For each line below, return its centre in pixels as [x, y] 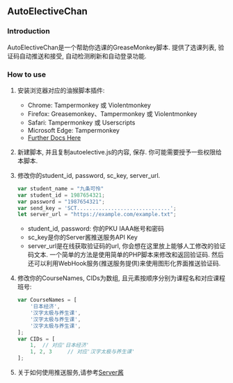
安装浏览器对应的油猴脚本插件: [61, 90]
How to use [27, 74]
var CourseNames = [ [47, 300]
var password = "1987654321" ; [61, 202]
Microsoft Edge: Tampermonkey [74, 130]
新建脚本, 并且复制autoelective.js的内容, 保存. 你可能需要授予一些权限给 [119, 152]
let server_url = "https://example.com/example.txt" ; [97, 215]
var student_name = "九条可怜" [61, 188]
